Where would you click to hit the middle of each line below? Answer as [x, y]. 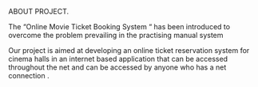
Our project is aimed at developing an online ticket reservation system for [129, 50]
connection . [29, 76]
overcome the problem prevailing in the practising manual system [116, 35]
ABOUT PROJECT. [39, 11]
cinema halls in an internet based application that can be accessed [118, 59]
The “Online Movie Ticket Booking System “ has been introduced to [119, 26]
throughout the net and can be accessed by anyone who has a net [117, 67]
